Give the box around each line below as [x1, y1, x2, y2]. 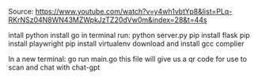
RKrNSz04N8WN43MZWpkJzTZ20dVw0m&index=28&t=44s [8, 15, 207, 25]
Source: [8, 7, 34, 16]
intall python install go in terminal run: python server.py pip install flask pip [8, 31, 251, 40]
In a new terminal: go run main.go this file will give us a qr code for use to [8, 55, 248, 63]
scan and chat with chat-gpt [8, 63, 101, 72]
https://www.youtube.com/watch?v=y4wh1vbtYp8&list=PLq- [35, 7, 233, 16]
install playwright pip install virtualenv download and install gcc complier [8, 39, 245, 48]
